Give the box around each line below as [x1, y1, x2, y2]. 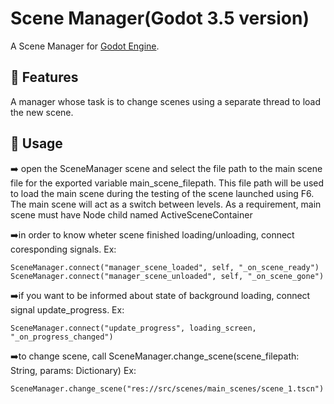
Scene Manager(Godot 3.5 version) [10, 7, 310, 30]
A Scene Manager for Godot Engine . [10, 40, 160, 52]
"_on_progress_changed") [10, 332, 114, 342]
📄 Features [10, 69, 79, 86]
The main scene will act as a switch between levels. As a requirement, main [10, 198, 322, 210]
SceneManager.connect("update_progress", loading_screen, [10, 323, 257, 333]
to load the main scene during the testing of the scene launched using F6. [10, 187, 315, 199]
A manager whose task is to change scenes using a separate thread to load [10, 95, 321, 107]
